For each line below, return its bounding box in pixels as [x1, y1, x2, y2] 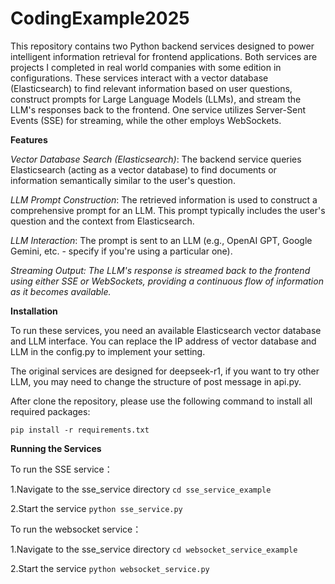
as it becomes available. [10, 285, 112, 297]
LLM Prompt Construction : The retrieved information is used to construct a [10, 193, 318, 206]
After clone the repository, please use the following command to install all [10, 395, 313, 407]
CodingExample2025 [10, 7, 190, 30]
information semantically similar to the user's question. [10, 174, 236, 186]
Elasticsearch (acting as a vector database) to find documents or [10, 163, 277, 176]
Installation [10, 305, 58, 317]
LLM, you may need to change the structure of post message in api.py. [10, 375, 302, 387]
